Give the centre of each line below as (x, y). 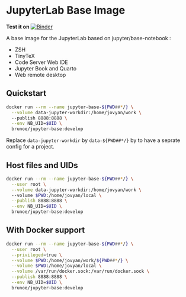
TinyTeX (25, 56)
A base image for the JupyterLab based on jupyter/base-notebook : (89, 38)
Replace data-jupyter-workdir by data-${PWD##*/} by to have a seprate (93, 140)
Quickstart (26, 93)
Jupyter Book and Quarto (46, 68)
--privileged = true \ (37, 255)
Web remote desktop (40, 75)
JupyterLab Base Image (66, 10)
